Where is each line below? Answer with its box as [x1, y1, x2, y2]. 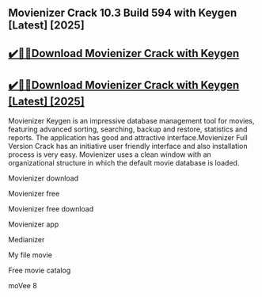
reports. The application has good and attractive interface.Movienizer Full [8, 132, 248, 142]
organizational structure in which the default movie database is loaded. [8, 158, 240, 167]
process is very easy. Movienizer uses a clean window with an [8, 150, 211, 159]
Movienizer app [8, 219, 59, 229]
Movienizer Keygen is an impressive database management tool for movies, [8, 116, 255, 125]
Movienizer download [8, 173, 79, 183]
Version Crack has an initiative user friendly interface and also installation [8, 141, 248, 150]
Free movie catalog [8, 265, 71, 275]
